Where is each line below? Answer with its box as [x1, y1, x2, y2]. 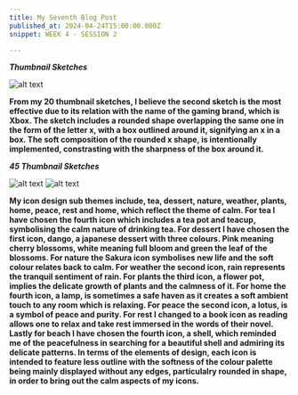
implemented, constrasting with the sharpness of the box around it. [9, 144, 264, 154]
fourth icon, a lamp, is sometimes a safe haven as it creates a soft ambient [9, 291, 289, 301]
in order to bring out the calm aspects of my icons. [9, 375, 199, 386]
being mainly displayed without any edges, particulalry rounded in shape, [9, 366, 287, 377]
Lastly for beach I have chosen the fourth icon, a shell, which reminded [9, 328, 278, 339]
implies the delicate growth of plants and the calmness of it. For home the [9, 281, 286, 292]
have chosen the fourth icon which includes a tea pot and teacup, [9, 215, 256, 226]
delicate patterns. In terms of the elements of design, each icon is [9, 347, 257, 358]
